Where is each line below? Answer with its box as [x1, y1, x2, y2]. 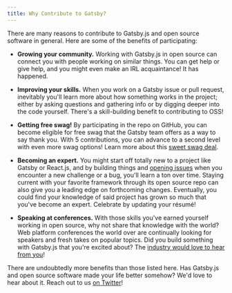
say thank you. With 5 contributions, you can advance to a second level [17, 135, 221, 144]
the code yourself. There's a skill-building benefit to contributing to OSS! [17, 107, 224, 115]
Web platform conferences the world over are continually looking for [17, 228, 212, 236]
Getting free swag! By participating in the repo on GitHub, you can [17, 120, 207, 129]
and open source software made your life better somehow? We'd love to [7, 271, 213, 279]
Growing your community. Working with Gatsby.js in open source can [17, 50, 217, 58]
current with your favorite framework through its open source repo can [17, 178, 219, 187]
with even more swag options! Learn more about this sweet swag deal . [17, 142, 219, 151]
